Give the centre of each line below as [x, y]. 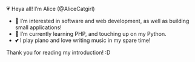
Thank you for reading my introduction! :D [58, 52]
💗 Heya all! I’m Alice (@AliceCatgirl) [51, 9]
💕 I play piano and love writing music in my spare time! [83, 40]
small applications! [38, 27]
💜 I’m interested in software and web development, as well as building [102, 21]
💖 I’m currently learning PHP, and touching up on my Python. [91, 34]
